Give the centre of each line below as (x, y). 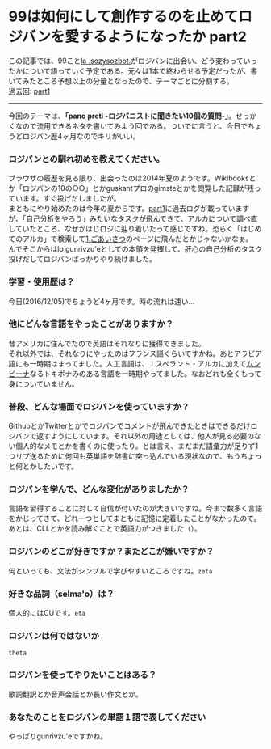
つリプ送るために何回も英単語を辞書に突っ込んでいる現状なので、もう (125, 456)
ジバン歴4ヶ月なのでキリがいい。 (85, 136)
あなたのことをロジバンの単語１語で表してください (107, 717)
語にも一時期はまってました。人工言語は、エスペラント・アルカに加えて (127, 363)
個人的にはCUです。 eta (47, 613)
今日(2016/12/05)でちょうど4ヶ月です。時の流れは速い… (102, 301)
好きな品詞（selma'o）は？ (61, 594)
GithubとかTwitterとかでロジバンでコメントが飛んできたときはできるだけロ (133, 426)
